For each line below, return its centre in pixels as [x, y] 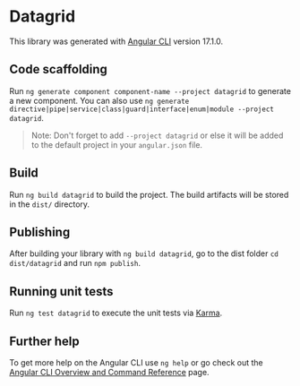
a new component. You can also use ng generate [99, 100]
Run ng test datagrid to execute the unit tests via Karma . [116, 313]
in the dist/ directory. [50, 204]
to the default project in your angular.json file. [117, 144]
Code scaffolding [58, 69]
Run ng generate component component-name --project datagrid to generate [150, 90]
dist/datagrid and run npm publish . [75, 263]
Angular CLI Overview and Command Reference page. [109, 372]
